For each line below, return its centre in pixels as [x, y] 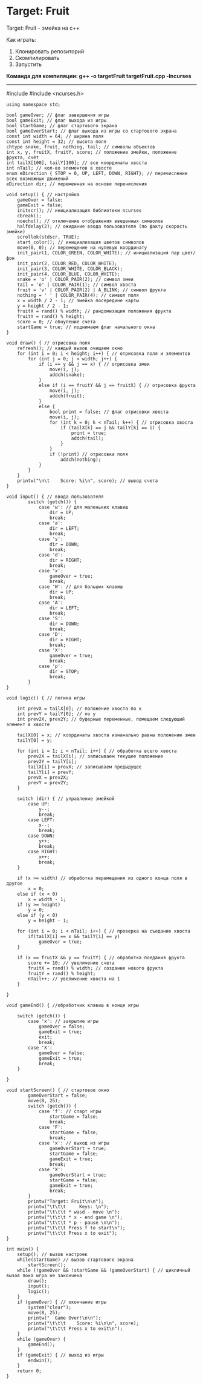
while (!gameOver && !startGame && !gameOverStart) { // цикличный [104, 1270]
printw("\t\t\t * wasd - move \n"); [74, 1212]
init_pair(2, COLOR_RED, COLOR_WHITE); [67, 263]
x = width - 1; [47, 899]
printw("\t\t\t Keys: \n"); [69, 1206]
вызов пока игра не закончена [44, 1275]
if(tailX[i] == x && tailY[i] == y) [74, 936]
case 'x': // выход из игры [74, 1143]
